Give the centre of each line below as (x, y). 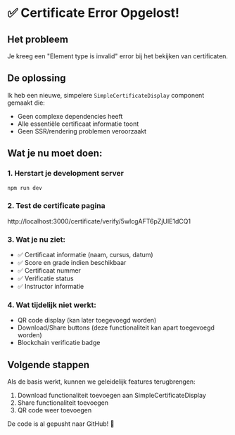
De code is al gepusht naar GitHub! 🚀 (61, 424)
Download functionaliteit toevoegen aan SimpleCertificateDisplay (112, 396)
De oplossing (37, 78)
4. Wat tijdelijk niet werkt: (52, 305)
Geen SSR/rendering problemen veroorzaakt (82, 131)
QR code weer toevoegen (55, 410)
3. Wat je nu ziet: (36, 239)
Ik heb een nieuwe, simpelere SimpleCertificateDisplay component (106, 95)
